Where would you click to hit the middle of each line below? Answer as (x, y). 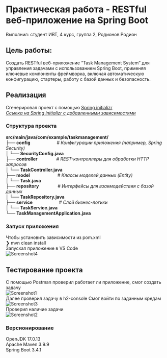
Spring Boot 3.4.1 (24, 350)
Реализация (26, 95)
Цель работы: (29, 50)
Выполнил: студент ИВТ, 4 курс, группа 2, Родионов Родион (71, 34)
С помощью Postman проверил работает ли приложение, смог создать (84, 282)
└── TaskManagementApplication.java (48, 213)
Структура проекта (31, 126)
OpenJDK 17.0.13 (23, 339)
